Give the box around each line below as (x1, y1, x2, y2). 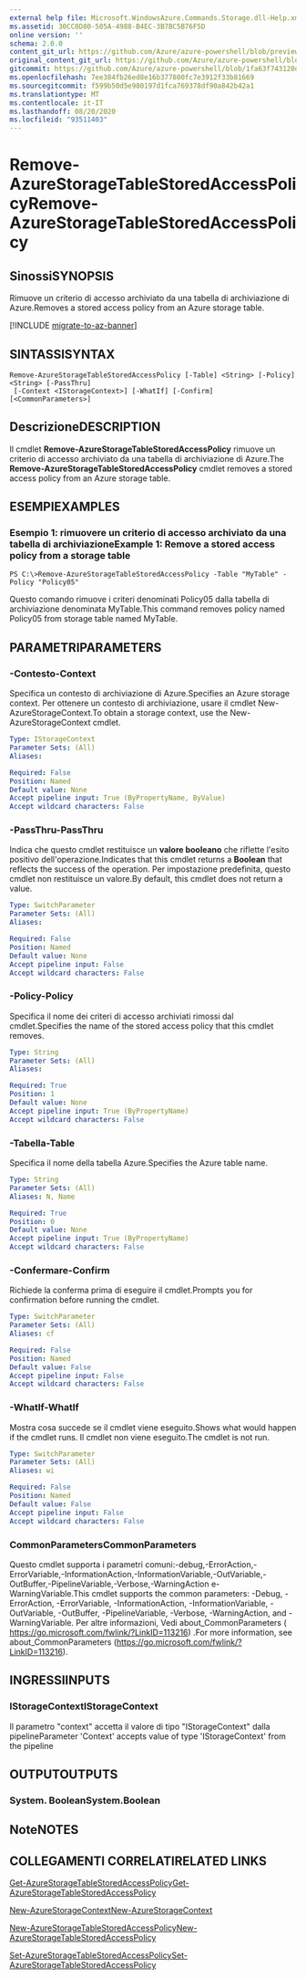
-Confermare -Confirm (9, 1263, 110, 1276)
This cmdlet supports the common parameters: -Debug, (73, 1587, 283, 1598)
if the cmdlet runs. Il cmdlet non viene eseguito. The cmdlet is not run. (9, 1431, 270, 1442)
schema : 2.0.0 (9, 38, 64, 48)
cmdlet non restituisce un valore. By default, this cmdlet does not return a (9, 874, 283, 885)
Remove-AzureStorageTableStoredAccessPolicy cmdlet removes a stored (9, 463, 293, 474)
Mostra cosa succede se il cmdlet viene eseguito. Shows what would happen (9, 1421, 297, 1433)
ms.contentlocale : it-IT (9, 98, 104, 108)
